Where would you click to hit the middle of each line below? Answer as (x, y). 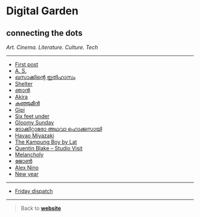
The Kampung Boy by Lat (46, 142)
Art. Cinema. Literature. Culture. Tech (52, 47)
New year (26, 174)
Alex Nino (26, 168)
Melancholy (29, 154)
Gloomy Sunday (34, 123)
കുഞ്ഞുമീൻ (27, 103)
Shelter (24, 84)
